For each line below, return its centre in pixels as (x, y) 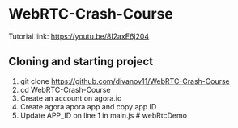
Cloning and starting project (81, 62)
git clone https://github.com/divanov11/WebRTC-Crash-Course (125, 81)
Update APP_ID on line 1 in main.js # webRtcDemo (104, 115)
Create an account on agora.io (71, 98)
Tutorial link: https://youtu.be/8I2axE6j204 (79, 36)
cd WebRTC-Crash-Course (65, 89)
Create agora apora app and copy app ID (88, 106)
